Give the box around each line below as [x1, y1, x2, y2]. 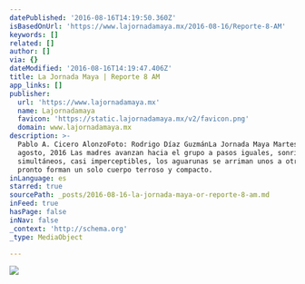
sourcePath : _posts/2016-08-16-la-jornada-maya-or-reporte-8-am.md [9, 191, 271, 200]
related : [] [9, 38, 54, 48]
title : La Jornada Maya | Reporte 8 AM [9, 73, 161, 82]
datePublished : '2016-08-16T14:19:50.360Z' [9, 13, 177, 23]
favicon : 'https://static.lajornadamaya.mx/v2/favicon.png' [17, 114, 250, 123]
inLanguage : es [9, 173, 67, 182]
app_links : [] [9, 81, 64, 90]
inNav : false [9, 215, 59, 225]
